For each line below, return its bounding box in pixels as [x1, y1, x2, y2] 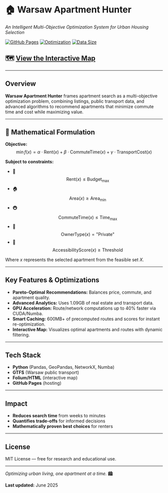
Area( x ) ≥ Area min [69, 195, 106, 202]
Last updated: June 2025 [5, 482, 58, 488]
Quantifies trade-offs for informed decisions [12, 418, 105, 424]
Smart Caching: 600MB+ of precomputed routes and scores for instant [12, 316, 160, 322]
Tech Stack [5, 351, 41, 359]
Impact [5, 399, 27, 408]
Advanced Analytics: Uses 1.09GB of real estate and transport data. [12, 300, 154, 306]
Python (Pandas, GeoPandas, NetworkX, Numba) [12, 364, 115, 370]
